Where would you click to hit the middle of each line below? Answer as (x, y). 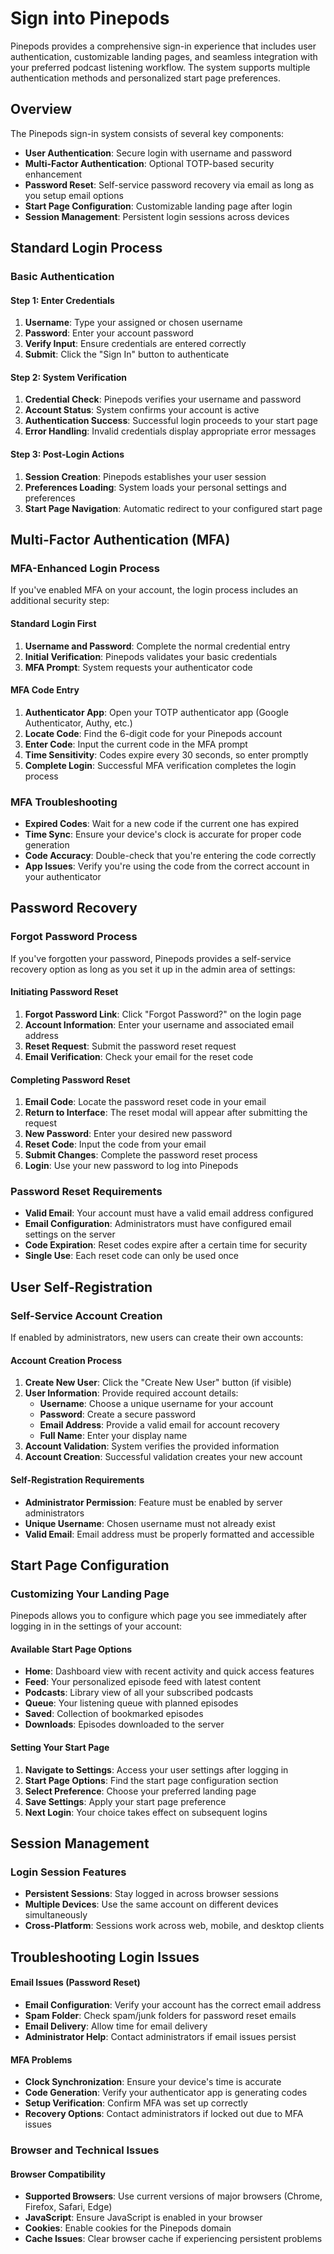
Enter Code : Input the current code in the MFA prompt (136, 744)
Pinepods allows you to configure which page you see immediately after (159, 1616)
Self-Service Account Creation (86, 1315)
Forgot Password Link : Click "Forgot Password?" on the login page (163, 1014)
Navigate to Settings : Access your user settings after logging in (156, 1769)
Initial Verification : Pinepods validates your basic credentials (151, 656)
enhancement (53, 174)
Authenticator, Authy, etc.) (78, 723)
